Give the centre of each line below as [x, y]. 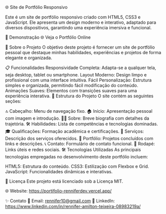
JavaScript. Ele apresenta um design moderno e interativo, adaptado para [81, 22]
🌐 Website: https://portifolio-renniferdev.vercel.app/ [58, 191]
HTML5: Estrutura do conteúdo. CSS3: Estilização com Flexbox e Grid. [77, 166]
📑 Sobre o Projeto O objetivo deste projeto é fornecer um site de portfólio [80, 47]
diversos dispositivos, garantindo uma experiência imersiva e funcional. [79, 28]
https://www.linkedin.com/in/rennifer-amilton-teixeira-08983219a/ [73, 206]
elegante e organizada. [29, 58]
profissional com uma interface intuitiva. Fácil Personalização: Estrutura [79, 80]
